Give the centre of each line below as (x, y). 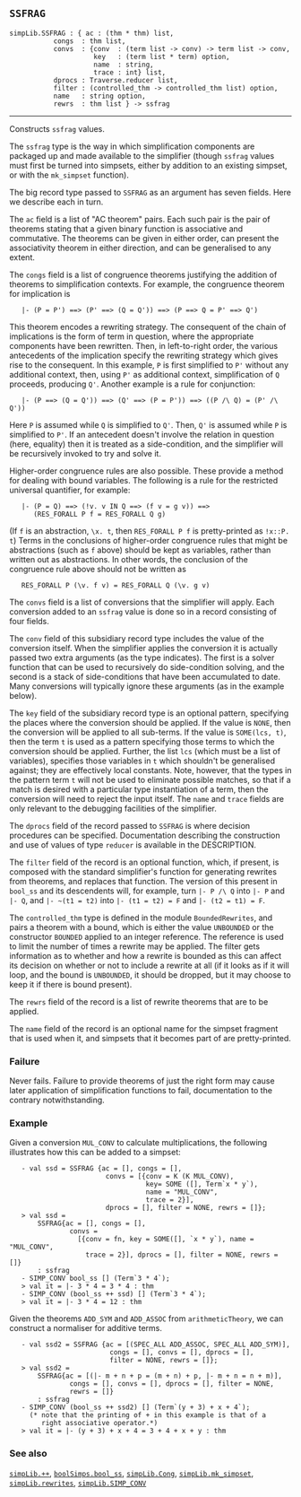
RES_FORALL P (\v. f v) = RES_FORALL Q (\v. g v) (116, 585)
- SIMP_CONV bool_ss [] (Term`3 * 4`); (95, 1279)
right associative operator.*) (100, 1423)
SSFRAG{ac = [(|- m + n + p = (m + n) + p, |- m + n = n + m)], (159, 1376)
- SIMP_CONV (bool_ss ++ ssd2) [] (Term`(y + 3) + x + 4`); (136, 1407)
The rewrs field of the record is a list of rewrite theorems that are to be (139, 1001)
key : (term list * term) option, (162, 57)
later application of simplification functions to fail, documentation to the (141, 1091)
